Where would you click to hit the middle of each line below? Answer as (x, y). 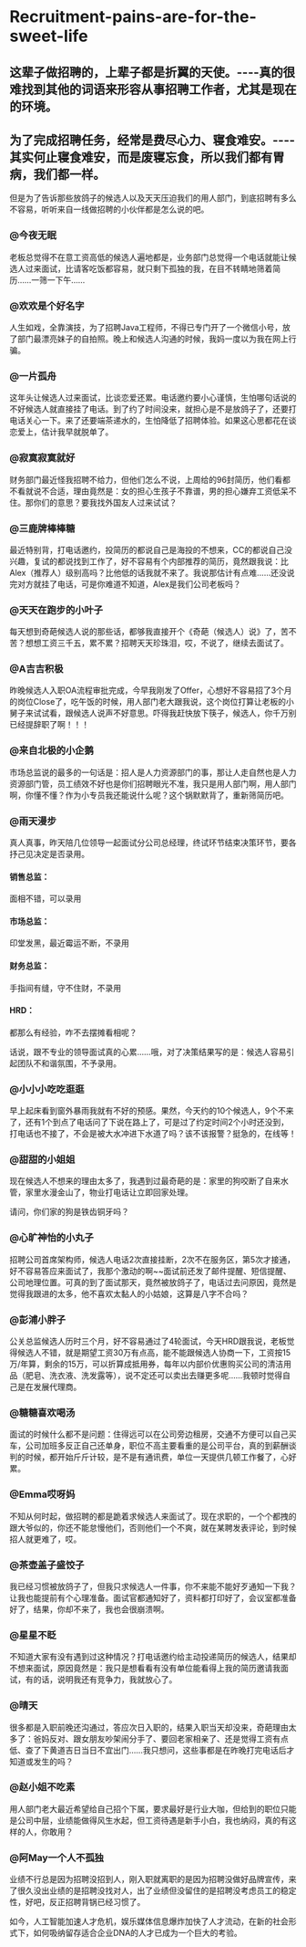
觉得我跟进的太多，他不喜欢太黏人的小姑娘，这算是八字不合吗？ (129, 1293)
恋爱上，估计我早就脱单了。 (61, 432)
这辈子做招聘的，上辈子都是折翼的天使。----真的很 (153, 72)
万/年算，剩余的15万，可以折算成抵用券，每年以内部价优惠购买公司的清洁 (147, 1364)
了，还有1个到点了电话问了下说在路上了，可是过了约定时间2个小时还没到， (149, 1122)
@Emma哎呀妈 (42, 1494)
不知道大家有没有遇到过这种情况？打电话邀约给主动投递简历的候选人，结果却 (153, 1657)
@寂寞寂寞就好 (42, 458)
